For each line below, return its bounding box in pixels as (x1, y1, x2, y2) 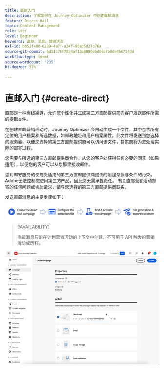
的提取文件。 (5, 116, 31, 122)
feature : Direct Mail (5, 18, 49, 23)
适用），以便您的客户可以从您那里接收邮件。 (5, 161, 93, 167)
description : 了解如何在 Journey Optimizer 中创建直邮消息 (5, 13, 119, 18)
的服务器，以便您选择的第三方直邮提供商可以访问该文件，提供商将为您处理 (5, 139, 155, 145)
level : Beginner (5, 34, 38, 39)
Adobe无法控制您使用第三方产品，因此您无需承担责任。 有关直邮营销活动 (5, 178, 152, 184)
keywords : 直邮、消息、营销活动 (5, 39, 63, 44)
